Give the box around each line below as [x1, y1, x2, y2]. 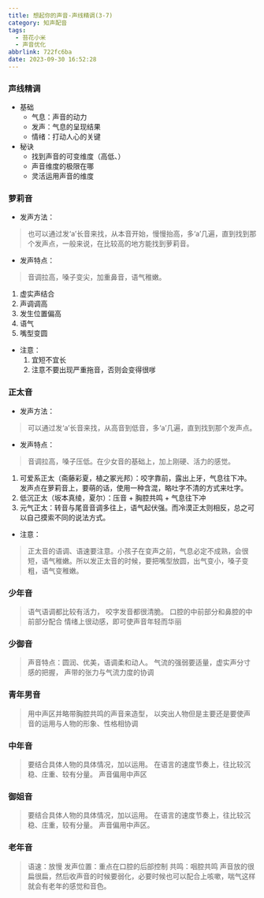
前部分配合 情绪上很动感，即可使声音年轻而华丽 [27, 617, 182, 627]
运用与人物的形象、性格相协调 [41, 718, 139, 728]
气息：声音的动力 [31, 112, 87, 122]
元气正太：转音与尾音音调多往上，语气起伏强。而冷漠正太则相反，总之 [19, 502, 248, 512]
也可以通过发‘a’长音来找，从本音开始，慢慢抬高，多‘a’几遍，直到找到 [27, 229, 250, 239]
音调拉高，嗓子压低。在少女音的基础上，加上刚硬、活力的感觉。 [27, 456, 235, 466]
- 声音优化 [15, 41, 46, 49]
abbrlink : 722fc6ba [8, 48, 73, 56]
